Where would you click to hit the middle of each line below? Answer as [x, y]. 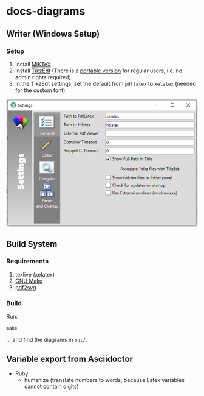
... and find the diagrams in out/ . [47, 340]
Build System [32, 244]
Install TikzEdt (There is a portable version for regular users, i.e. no [99, 71]
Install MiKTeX [33, 64]
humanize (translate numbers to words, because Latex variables [104, 380]
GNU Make [29, 281]
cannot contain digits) [51, 386]
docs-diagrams [46, 11]
